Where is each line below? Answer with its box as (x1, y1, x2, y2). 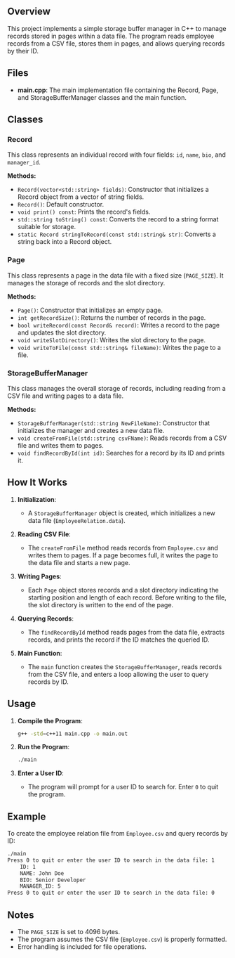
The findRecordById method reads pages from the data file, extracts (27, 628, 225, 636)
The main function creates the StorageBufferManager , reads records (27, 662, 222, 671)
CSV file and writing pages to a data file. (7, 391, 124, 400)
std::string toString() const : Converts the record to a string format (17, 215, 219, 224)
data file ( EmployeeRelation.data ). (27, 516, 126, 524)
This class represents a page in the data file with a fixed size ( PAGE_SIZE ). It (7, 271, 224, 280)
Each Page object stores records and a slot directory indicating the (27, 585, 219, 594)
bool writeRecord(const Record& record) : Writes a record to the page (17, 321, 220, 329)
